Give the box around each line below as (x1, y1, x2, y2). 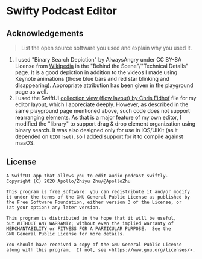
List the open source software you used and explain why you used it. (21, 44, 192, 51)
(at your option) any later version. (6, 204, 101, 211)
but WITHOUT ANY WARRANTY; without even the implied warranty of (6, 220, 174, 226)
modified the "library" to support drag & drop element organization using (14, 120, 196, 127)
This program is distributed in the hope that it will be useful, (6, 215, 177, 221)
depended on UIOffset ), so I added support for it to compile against (14, 133, 184, 140)
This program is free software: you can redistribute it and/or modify (6, 188, 190, 194)
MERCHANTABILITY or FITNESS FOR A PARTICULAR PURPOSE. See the (6, 225, 171, 232)
